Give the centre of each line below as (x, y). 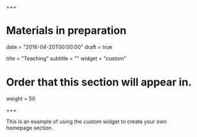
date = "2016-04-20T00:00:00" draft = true (59, 47)
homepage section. (30, 128)
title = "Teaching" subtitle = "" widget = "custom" (66, 58)
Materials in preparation (66, 31)
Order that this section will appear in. (99, 82)
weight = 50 (21, 99)
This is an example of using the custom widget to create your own (87, 121)
